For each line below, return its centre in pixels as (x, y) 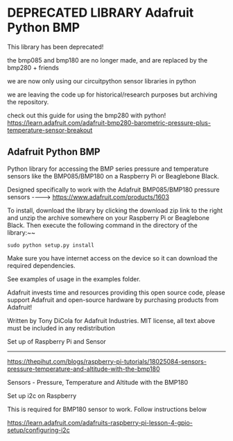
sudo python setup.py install (51, 245)
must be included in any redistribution (61, 328)
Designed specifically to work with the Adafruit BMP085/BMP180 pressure (113, 190)
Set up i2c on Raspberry (42, 396)
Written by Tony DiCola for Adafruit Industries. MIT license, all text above (111, 320)
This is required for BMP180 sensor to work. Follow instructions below (107, 409)
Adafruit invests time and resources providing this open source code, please (116, 292)
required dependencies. (41, 265)
